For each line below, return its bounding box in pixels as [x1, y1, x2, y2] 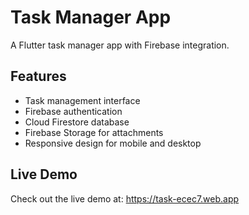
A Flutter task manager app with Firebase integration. [10, 39, 230, 51]
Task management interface [24, 94, 141, 106]
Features [10, 68, 67, 85]
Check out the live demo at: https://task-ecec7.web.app [10, 192, 240, 205]
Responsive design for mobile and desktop [24, 137, 202, 149]
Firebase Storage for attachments [24, 126, 164, 138]
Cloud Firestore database [24, 116, 130, 128]
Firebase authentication [24, 105, 123, 117]
